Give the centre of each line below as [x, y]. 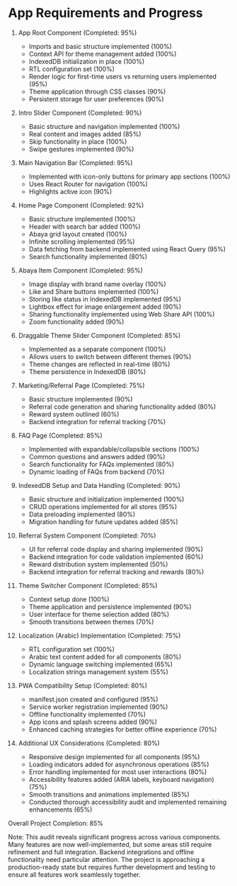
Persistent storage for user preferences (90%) [97, 99]
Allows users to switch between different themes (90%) [110, 356]
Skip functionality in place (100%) [78, 141]
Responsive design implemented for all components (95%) [114, 756]
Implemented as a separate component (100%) [97, 349]
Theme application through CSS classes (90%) [97, 91]
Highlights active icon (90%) [70, 191]
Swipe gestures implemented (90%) [81, 149]
